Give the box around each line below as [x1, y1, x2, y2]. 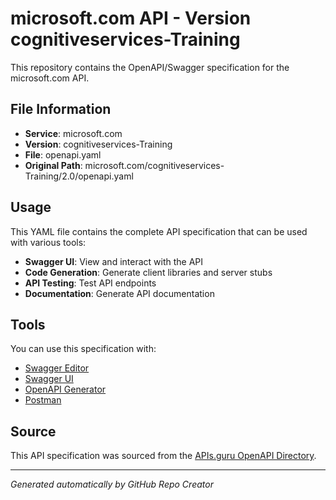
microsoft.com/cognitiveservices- [84, 159, 225, 171]
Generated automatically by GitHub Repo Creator [10, 478, 214, 491]
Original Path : [24, 159, 83, 171]
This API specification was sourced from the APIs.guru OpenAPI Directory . [10, 450, 317, 462]
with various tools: [10, 236, 87, 248]
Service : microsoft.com [24, 127, 123, 139]
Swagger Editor [24, 362, 90, 374]
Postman [24, 394, 62, 406]
